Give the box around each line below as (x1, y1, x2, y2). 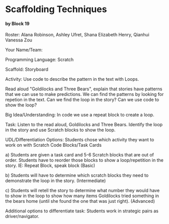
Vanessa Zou (5, 37, 33, 43)
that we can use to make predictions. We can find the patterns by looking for (5, 91, 164, 97)
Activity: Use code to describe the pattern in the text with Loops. (5, 76, 139, 82)
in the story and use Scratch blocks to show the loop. (5, 127, 116, 133)
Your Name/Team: (5, 47, 43, 53)
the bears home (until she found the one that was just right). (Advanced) (5, 198, 155, 204)
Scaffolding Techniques (5, 4, 107, 15)
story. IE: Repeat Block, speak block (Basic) (5, 162, 96, 169)
